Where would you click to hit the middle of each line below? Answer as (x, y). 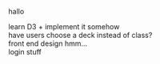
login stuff (25, 52)
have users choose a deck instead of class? (80, 35)
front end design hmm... (48, 43)
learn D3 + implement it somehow (64, 26)
